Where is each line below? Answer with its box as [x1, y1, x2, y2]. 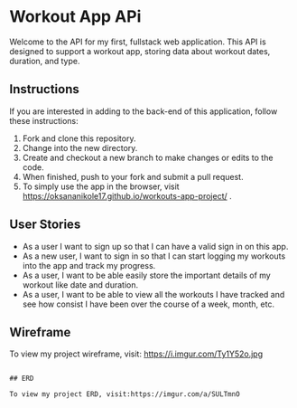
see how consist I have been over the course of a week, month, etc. [22, 299, 275, 309]
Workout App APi [9, 6, 142, 27]
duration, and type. [9, 55, 80, 66]
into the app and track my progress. [22, 260, 156, 270]
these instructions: [9, 115, 79, 126]
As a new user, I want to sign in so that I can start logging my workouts [22, 251, 286, 261]
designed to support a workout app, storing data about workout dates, [9, 45, 271, 56]
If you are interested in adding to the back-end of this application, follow [9, 106, 278, 117]
